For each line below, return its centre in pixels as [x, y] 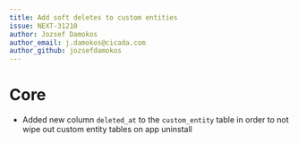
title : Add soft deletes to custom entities [94, 17]
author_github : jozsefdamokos [66, 51]
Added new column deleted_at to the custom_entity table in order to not [155, 120]
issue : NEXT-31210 [43, 26]
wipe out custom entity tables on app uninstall [107, 130]
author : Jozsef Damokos [54, 34]
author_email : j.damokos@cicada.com [77, 42]
